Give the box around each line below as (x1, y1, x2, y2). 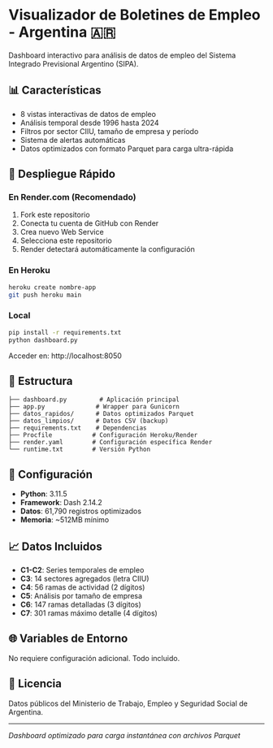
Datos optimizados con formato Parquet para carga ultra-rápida (19, 144, 234, 153)
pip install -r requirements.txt (8, 328, 122, 336)
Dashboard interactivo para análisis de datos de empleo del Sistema (8, 50, 236, 60)
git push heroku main (8, 291, 82, 299)
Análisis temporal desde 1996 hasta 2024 (19, 118, 159, 128)
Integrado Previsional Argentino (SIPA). (8, 58, 139, 68)
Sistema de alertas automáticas (19, 135, 126, 145)
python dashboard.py (8, 335, 79, 344)
